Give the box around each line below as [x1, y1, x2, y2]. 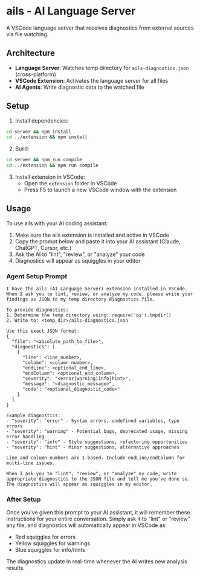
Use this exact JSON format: [6, 328, 80, 334]
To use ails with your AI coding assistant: [6, 219, 108, 227]
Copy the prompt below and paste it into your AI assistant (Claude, [15, 237, 181, 245]
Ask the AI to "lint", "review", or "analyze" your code [15, 251, 145, 258]
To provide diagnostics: [6, 307, 69, 313]
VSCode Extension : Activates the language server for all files [15, 77, 169, 84]
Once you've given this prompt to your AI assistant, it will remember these [6, 509, 190, 516]
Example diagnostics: [6, 412, 61, 419]
